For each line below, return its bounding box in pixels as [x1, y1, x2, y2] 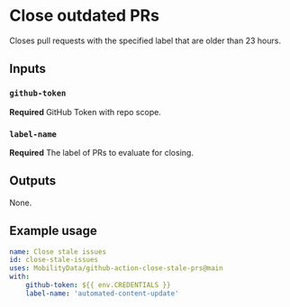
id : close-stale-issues [9, 256, 99, 265]
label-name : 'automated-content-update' [25, 289, 179, 298]
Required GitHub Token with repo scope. [9, 106, 162, 117]
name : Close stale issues [9, 247, 106, 257]
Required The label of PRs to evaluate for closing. [9, 147, 194, 158]
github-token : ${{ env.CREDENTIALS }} [25, 281, 171, 290]
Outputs [9, 173, 57, 189]
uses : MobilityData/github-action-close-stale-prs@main [9, 264, 223, 273]
